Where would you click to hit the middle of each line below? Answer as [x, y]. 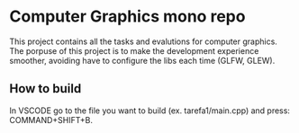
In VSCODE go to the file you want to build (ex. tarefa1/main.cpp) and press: [150, 111]
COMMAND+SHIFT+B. [51, 120]
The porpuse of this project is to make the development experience [134, 50]
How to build [45, 89]
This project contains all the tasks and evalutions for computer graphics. [143, 41]
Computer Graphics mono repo [127, 17]
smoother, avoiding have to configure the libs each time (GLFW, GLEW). [142, 60]
